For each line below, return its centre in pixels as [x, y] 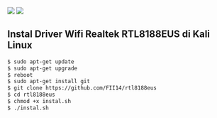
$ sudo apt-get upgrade [43, 68]
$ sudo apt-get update [41, 61]
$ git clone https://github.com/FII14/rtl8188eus [82, 88]
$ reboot [20, 75]
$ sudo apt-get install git [49, 82]
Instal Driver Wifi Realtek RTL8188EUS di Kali [109, 34]
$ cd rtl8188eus [31, 95]
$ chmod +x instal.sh [39, 102]
